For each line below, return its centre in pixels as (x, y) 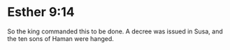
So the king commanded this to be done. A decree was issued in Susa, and (115, 31)
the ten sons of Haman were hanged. (60, 38)
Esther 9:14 (41, 12)
